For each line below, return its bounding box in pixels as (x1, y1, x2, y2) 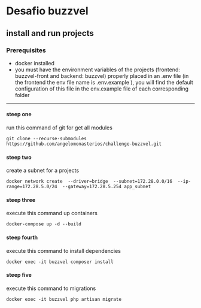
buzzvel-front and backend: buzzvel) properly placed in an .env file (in (14, 72, 189, 79)
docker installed (14, 59, 55, 67)
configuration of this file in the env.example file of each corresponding (14, 85, 188, 92)
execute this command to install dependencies (6, 247, 121, 254)
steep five (6, 271, 32, 279)
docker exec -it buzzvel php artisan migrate (6, 296, 121, 302)
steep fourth (6, 234, 38, 241)
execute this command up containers (6, 210, 98, 217)
